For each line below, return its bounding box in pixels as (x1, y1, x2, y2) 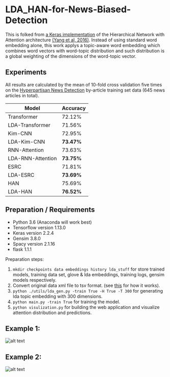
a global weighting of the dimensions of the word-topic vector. (5, 53, 137, 59)
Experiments (5, 68, 47, 77)
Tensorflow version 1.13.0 (12, 224, 66, 231)
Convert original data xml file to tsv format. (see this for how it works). (12, 282, 160, 289)
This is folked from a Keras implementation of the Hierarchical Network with (5, 31, 165, 37)
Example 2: (5, 352, 42, 361)
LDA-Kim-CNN (8, 138, 45, 145)
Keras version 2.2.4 (12, 230, 54, 236)
